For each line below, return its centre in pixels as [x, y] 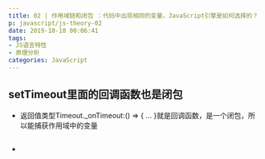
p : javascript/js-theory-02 [55, 23]
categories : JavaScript [48, 61]
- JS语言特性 [28, 46]
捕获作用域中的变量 [66, 125]
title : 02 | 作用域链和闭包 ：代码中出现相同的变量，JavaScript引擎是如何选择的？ [133, 16]
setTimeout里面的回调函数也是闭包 [96, 95]
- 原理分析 [24, 53]
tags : [17, 38]
